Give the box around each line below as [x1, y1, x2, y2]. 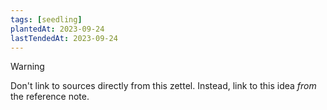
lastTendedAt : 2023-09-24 [10, 33, 118, 43]
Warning [10, 61, 45, 73]
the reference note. [10, 91, 90, 103]
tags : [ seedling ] [10, 14, 83, 25]
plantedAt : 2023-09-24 [10, 24, 105, 34]
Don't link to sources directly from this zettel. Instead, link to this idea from [10, 80, 317, 92]
